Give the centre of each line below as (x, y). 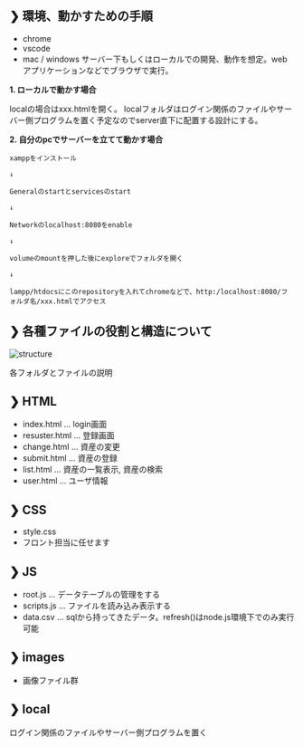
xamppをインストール (43, 158)
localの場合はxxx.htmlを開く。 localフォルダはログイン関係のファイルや (143, 109)
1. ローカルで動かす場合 (53, 90)
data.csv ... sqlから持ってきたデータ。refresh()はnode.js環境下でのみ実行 (158, 617)
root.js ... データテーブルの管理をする (91, 595)
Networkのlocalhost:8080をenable (71, 225)
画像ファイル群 (50, 680)
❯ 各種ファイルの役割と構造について (111, 332)
